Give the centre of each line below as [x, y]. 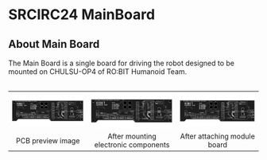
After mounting [132, 136]
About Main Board [54, 44]
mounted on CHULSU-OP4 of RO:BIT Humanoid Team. [98, 72]
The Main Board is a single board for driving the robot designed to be [122, 63]
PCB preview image [48, 140]
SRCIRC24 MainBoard [82, 15]
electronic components [132, 145]
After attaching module [218, 136]
